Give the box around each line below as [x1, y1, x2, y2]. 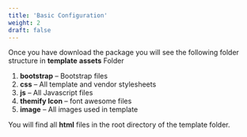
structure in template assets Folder [8, 56, 124, 65]
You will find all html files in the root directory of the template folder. [8, 120, 230, 130]
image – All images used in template [19, 105, 139, 114]
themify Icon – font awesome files [19, 96, 132, 106]
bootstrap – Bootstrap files [19, 72, 108, 81]
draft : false [8, 26, 51, 34]
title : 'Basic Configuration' [8, 11, 108, 20]
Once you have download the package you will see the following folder [8, 48, 240, 57]
